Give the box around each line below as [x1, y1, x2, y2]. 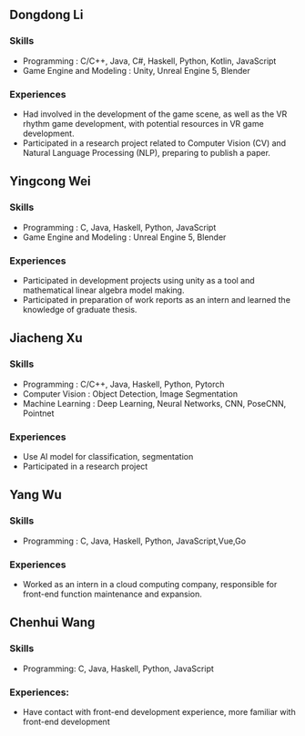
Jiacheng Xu [9, 330, 83, 346]
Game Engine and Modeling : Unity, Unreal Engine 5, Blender [22, 65, 250, 76]
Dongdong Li [9, 7, 84, 23]
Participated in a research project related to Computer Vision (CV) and [22, 137, 287, 149]
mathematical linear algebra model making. [22, 285, 185, 295]
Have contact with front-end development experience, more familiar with [22, 706, 296, 717]
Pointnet [22, 408, 55, 419]
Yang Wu [9, 487, 62, 503]
